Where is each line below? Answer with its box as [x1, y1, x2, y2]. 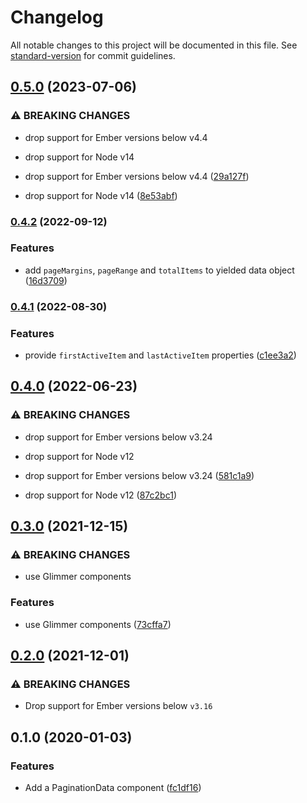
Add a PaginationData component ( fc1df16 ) [24, 782, 202, 794]
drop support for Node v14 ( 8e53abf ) [24, 189, 178, 201]
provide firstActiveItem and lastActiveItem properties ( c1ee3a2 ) [24, 349, 297, 361]
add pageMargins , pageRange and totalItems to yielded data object [24, 264, 295, 276]
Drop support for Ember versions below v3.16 [24, 700, 213, 712]
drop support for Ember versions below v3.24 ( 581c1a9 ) [24, 469, 255, 481]
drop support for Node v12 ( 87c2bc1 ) [24, 489, 177, 501]
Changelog [10, 6, 104, 29]
